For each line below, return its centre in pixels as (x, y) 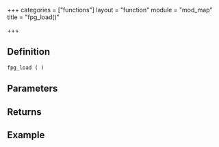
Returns (25, 112)
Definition (28, 52)
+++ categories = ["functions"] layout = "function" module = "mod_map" (110, 10)
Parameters (33, 89)
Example (26, 135)
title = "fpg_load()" (34, 17)
